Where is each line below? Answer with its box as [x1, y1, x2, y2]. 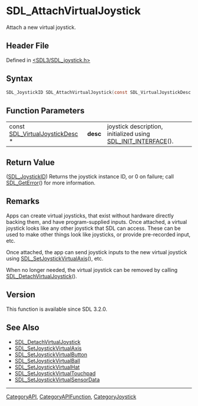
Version [6, 290, 35, 300]
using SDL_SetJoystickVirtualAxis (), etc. [6, 255, 104, 262]
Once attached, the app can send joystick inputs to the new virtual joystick [6, 248, 187, 255]
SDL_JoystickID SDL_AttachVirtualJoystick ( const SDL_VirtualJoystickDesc [6, 89, 192, 95]
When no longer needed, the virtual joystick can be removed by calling [6, 266, 178, 273]
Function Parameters [6, 105, 85, 116]
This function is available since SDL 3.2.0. [6, 306, 108, 313]
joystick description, [107, 122, 163, 131]
